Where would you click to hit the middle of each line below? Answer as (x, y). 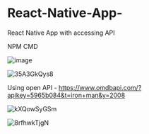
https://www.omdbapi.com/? (100, 87)
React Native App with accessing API (61, 33)
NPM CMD (23, 46)
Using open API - (32, 87)
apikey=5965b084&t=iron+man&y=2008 (66, 95)
